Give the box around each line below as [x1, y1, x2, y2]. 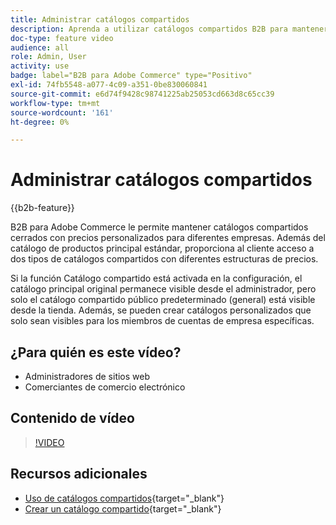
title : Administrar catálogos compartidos [10, 14, 190, 25]
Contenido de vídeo [10, 410, 135, 427]
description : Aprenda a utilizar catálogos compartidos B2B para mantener [10, 24, 329, 34]
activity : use [10, 61, 70, 71]
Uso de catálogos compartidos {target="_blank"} [24, 492, 225, 504]
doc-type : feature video [10, 33, 114, 43]
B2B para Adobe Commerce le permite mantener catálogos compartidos [10, 221, 309, 233]
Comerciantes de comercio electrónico [24, 381, 186, 393]
